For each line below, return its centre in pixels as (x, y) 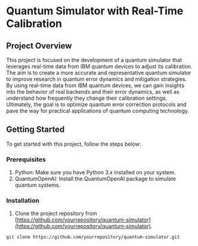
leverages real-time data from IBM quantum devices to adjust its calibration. (99, 66)
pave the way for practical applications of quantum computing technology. (98, 111)
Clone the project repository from (56, 214)
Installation (23, 201)
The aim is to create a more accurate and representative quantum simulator (99, 73)
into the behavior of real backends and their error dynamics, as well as (93, 92)
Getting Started (35, 130)
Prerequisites (26, 159)
